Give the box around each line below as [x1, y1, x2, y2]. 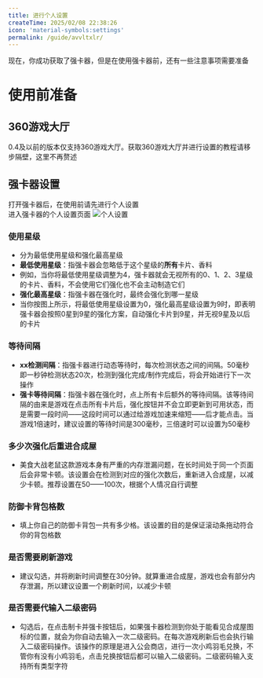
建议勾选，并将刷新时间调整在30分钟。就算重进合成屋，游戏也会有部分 [19, 571, 249, 581]
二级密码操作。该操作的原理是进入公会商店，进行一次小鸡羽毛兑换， [26, 641, 247, 651]
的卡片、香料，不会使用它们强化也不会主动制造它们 [19, 280, 185, 289]
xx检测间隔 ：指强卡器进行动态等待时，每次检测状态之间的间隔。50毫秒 [19, 360, 250, 369]
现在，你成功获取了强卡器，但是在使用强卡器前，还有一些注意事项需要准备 [8, 56, 249, 65]
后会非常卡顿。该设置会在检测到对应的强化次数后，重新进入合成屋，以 [19, 469, 247, 479]
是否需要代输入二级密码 [8, 603, 97, 614]
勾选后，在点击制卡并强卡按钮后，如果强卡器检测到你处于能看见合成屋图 [19, 621, 254, 631]
